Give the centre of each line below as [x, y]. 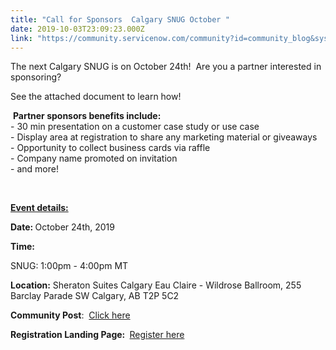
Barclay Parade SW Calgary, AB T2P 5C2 [95, 296]
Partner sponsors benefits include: [87, 116]
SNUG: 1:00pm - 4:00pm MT [69, 266]
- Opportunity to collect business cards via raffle [110, 148]
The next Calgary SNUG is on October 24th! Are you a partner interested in [166, 67]
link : [21, 38]
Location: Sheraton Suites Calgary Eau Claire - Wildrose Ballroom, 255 [156, 285]
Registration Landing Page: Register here [97, 335]
